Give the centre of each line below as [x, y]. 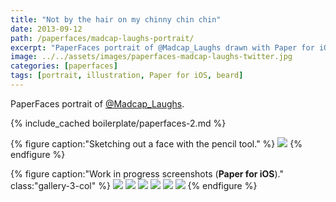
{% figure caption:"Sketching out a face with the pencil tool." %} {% [156, 143]
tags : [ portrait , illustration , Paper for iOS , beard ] [127, 76]
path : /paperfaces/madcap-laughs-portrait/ [102, 38]
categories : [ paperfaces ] [64, 66]
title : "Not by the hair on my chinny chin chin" [116, 19]
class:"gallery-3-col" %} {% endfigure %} [134, 185]
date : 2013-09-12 [46, 29]
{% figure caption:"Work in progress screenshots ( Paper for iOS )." [147, 173]
